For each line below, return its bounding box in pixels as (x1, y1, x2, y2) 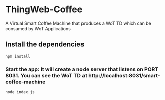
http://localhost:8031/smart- (88, 72, 160, 79)
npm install (5, 54, 30, 59)
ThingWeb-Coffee (5, 4, 83, 15)
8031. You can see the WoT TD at (5, 72, 87, 79)
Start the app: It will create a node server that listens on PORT (5, 66, 159, 73)
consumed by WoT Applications (5, 25, 71, 31)
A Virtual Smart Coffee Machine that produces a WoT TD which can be (5, 20, 152, 26)
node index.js (5, 89, 35, 94)
